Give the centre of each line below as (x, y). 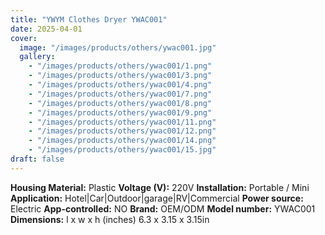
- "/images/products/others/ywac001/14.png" (122, 141)
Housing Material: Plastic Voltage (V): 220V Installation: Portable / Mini (160, 187)
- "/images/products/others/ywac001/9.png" (120, 112)
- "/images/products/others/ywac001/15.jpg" (122, 150)
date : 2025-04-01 (46, 29)
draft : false (37, 159)
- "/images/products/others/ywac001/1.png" (120, 66)
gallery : (37, 57)
